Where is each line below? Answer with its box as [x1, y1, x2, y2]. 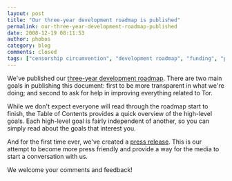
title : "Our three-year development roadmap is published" [7, 17, 181, 23]
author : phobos [7, 36, 51, 43]
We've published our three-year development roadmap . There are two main [7, 74, 222, 82]
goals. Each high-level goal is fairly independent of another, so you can [7, 117, 210, 125]
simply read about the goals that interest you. [7, 124, 136, 132]
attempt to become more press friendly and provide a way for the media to [7, 144, 220, 153]
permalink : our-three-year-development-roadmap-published [7, 23, 177, 30]
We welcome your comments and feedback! [7, 165, 133, 173]
